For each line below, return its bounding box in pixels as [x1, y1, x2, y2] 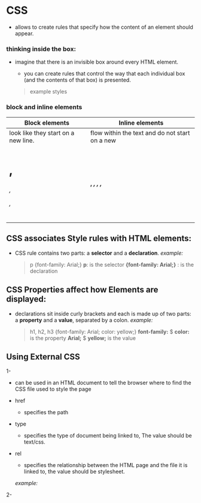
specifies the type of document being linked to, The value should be [23, 432, 193, 439]
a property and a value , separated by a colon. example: [14, 316, 153, 324]
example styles [29, 88, 68, 95]
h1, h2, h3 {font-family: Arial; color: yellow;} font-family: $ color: [29, 328, 190, 335]
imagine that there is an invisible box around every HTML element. [14, 58, 178, 66]
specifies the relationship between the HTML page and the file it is [23, 462, 188, 469]
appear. [14, 29, 34, 37]
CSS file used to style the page [14, 385, 92, 393]
